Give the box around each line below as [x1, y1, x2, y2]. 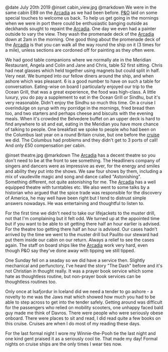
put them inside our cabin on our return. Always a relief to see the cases [5, 237, 154, 243]
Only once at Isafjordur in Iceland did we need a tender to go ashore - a [5, 289, 153, 294]
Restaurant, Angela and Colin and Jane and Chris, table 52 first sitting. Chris [5, 62, 163, 68]
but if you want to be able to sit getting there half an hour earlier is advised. [5, 221, 161, 227]
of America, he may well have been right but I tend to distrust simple [5, 195, 146, 201]
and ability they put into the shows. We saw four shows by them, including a [5, 168, 162, 174]
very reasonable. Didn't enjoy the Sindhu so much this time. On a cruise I [5, 100, 156, 105]
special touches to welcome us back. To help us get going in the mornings [5, 15, 159, 21]
